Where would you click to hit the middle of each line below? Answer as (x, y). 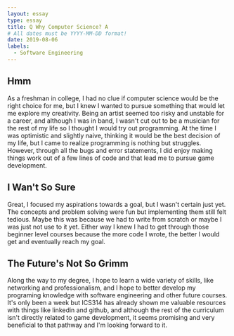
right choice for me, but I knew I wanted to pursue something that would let (116, 105)
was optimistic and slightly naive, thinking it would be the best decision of (114, 135)
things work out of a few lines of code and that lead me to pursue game (111, 158)
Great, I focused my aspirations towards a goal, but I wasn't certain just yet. (117, 204)
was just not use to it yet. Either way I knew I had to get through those (108, 227)
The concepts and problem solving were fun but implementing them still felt (117, 212)
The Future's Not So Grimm (68, 263)
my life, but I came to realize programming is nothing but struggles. (104, 143)
